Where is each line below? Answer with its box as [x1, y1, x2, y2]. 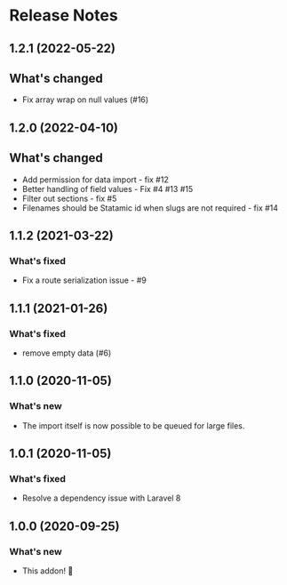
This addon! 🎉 [21, 565, 74, 576]
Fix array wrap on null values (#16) [21, 94, 149, 105]
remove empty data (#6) [21, 348, 112, 358]
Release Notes [9, 5, 118, 26]
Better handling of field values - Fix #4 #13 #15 [21, 183, 194, 194]
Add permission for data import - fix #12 [21, 174, 169, 185]
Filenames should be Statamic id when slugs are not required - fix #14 [21, 202, 278, 213]
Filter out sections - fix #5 [21, 193, 117, 204]
